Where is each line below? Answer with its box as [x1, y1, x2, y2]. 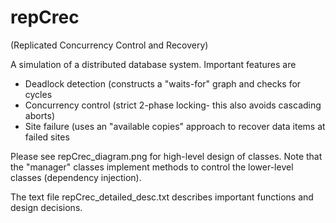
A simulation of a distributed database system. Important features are [10, 58, 297, 70]
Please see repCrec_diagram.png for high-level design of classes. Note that [10, 150, 323, 162]
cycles [24, 88, 53, 100]
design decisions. [10, 201, 83, 213]
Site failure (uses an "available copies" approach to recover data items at [24, 120, 326, 132]
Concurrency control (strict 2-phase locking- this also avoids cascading [24, 99, 322, 111]
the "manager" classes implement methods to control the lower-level [10, 161, 294, 173]
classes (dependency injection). [10, 171, 142, 183]
